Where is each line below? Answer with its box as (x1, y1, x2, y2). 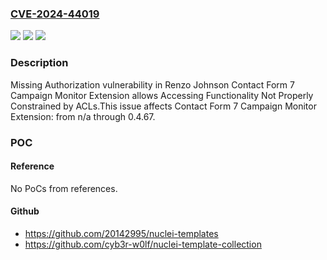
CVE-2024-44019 (10, 7, 100, 21)
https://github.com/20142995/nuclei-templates (24, 227, 219, 239)
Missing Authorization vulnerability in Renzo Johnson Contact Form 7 (10, 78, 295, 91)
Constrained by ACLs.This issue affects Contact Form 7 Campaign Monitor (10, 100, 317, 112)
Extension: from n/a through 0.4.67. (10, 110, 156, 122)
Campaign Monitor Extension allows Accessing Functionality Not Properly (10, 89, 314, 101)
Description (10, 56, 69, 70)
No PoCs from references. (10, 182, 118, 194)
